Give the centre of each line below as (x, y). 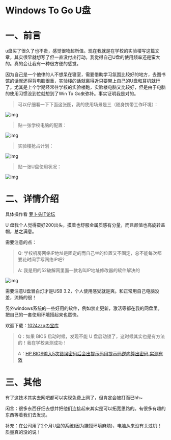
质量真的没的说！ (23, 432)
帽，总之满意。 (21, 231)
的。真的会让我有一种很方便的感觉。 (43, 64)
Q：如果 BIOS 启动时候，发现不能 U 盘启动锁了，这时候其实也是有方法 (91, 336)
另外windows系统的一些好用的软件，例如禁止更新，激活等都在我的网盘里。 (84, 308)
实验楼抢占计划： (36, 146)
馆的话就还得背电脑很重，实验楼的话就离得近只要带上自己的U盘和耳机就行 (83, 81)
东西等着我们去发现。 (27, 415)
